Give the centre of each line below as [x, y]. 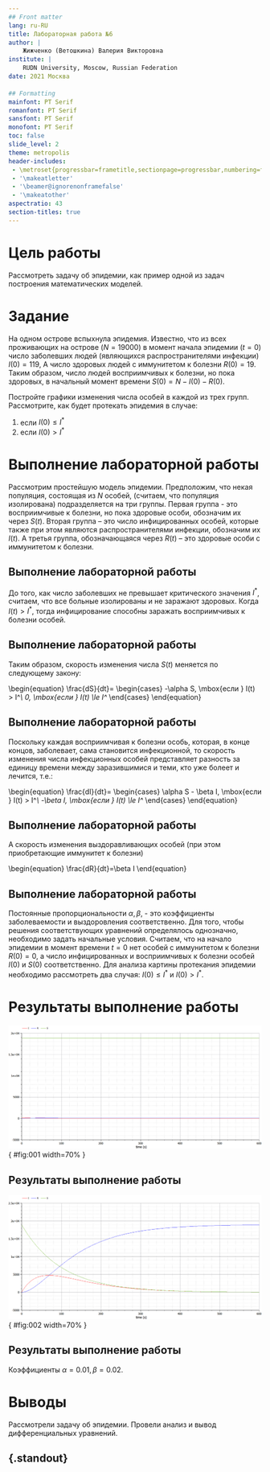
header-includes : [37, 161]
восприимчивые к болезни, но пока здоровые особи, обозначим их [125, 512]
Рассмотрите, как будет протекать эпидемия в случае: [103, 405]
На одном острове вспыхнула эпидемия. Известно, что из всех [117, 339]
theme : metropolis [39, 153]
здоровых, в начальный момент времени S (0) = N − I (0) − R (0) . [117, 381]
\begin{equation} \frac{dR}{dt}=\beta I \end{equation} [98, 869]
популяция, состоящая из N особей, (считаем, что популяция [114, 495]
